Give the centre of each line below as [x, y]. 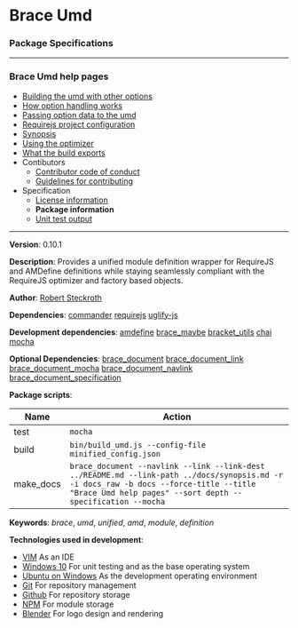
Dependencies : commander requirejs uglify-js [94, 314]
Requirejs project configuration [78, 124]
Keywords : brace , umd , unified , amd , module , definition [112, 522]
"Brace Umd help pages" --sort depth [149, 493]
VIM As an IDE [48, 557]
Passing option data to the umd [79, 115]
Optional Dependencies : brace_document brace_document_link [126, 358]
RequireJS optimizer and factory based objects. [96, 280]
